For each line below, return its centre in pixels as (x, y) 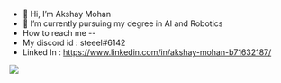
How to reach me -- (59, 33)
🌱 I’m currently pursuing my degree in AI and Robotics (122, 23)
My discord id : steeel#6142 (74, 42)
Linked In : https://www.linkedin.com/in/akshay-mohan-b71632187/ (147, 52)
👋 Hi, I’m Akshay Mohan (66, 14)
